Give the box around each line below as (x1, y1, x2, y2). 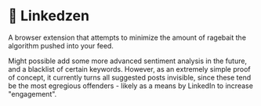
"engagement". (8, 89, 57, 98)
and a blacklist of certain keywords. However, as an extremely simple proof (8, 64, 251, 73)
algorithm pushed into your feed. (8, 41, 114, 50)
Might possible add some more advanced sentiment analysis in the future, (8, 56, 248, 65)
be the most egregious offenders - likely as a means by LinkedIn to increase (8, 81, 253, 90)
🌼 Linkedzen (8, 7, 90, 25)
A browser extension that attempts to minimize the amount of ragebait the (8, 33, 247, 42)
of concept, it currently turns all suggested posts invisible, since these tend (8, 72, 252, 82)
